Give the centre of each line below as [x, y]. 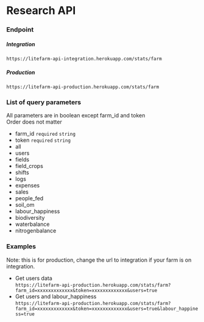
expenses [27, 186]
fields [22, 159]
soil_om [25, 205]
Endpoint [20, 30]
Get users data [34, 278]
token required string [43, 140]
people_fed [29, 198]
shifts [22, 173]
